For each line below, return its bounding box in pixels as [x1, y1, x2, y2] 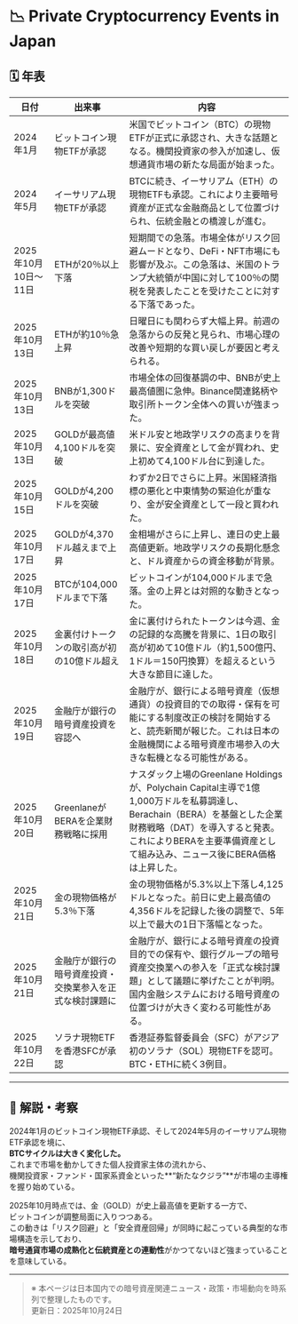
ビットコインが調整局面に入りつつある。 [9, 1211, 158, 1222]
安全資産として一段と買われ [163, 498, 279, 510]
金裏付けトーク [54, 628, 117, 640]
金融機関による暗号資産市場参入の [129, 738, 271, 750]
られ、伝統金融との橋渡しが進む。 [129, 215, 272, 227]
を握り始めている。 [9, 1181, 80, 1192]
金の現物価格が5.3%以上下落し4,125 [129, 878, 284, 890]
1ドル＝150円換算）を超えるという [129, 655, 277, 666]
